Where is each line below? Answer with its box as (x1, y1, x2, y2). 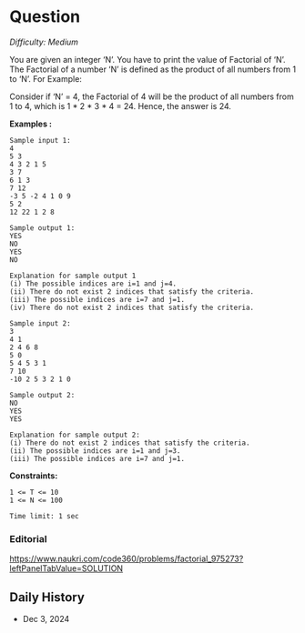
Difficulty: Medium (9, 36, 79, 47)
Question (9, 6, 80, 27)
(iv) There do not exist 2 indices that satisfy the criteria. (9, 303, 255, 312)
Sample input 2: (9, 318, 71, 328)
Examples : (9, 118, 53, 129)
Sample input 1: (9, 136, 71, 145)
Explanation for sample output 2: (9, 430, 141, 439)
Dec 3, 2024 (22, 614, 70, 625)
